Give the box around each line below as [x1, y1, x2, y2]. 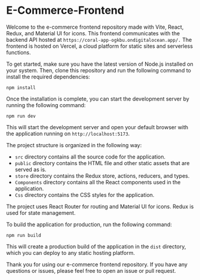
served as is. [14, 166, 47, 173]
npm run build [6, 232, 42, 238]
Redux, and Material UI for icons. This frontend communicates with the [6, 29, 180, 36]
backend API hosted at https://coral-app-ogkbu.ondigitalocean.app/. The [6, 36, 192, 43]
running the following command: [6, 101, 86, 108]
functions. [6, 48, 31, 56]
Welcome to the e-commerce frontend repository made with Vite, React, [6, 23, 184, 31]
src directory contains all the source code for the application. [14, 153, 166, 160]
